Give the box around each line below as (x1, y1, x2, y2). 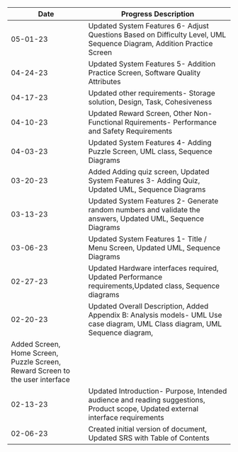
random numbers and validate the (88, 205, 200, 214)
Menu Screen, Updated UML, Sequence (88, 243, 221, 253)
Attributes (88, 77, 122, 86)
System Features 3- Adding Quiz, (88, 176, 200, 185)
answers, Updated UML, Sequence (88, 214, 204, 224)
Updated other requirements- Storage (88, 88, 215, 98)
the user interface (11, 375, 71, 384)
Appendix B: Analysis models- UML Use (88, 311, 222, 320)
